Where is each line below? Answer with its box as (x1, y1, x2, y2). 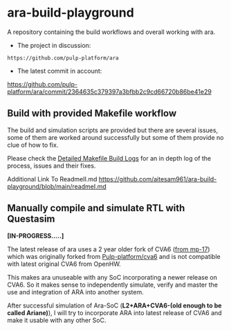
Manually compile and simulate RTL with (7, 202, 185, 214)
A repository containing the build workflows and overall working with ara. (7, 28, 216, 36)
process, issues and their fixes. (7, 161, 96, 170)
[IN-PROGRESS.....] (7, 231, 64, 240)
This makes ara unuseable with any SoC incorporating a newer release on (7, 273, 218, 281)
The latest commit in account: (17, 66, 102, 75)
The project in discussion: (17, 41, 91, 49)
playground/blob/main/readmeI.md (7, 182, 107, 190)
